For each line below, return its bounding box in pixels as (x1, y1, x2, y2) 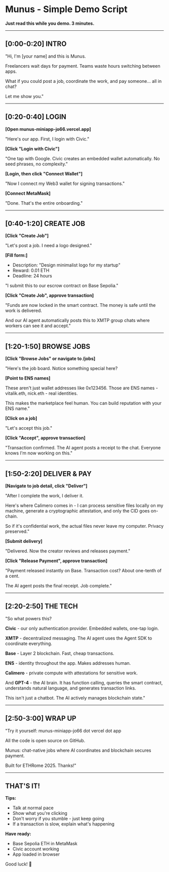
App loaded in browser (12, 851, 60, 857)
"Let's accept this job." (5, 425, 53, 431)
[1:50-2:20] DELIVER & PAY (5, 469, 92, 478)
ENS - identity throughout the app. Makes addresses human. (5, 660, 131, 666)
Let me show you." (5, 93, 44, 99)
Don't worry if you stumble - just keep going (12, 815, 105, 822)
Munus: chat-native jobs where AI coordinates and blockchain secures (5, 747, 151, 753)
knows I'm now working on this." (5, 450, 73, 456)
